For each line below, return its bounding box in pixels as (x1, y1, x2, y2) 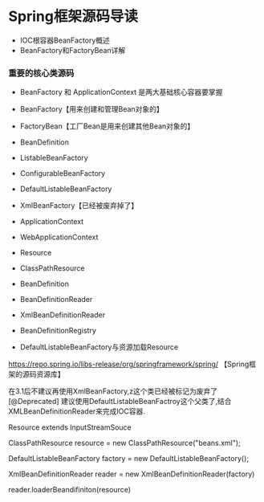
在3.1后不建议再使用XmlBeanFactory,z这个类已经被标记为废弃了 (8, 386, 218, 396)
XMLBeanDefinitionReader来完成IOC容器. (8, 406, 146, 416)
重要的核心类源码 (8, 67, 75, 79)
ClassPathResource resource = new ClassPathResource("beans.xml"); (8, 439, 241, 448)
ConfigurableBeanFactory (19, 169, 106, 178)
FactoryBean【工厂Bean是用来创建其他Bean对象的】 (19, 121, 195, 131)
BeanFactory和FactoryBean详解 (19, 45, 126, 55)
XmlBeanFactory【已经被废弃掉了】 (19, 201, 139, 210)
